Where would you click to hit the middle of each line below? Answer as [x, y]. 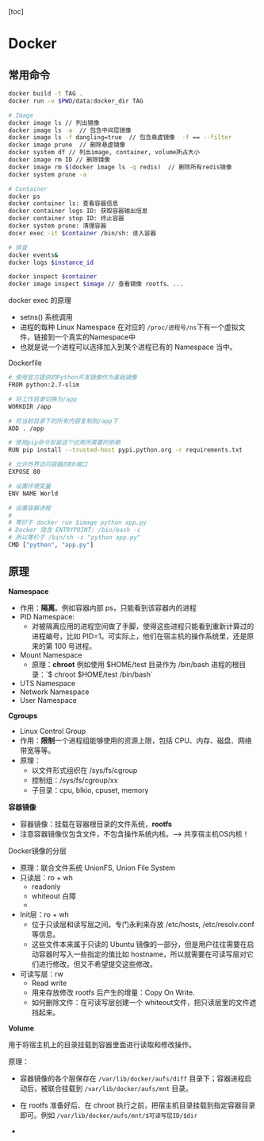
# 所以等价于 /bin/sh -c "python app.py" [75, 538]
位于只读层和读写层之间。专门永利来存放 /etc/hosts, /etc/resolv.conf [143, 924]
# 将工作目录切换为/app [43, 399]
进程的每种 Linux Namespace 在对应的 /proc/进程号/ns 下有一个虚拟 [129, 327]
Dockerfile [25, 363]
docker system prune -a [48, 174]
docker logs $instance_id [51, 262]
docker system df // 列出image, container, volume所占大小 [104, 153]
